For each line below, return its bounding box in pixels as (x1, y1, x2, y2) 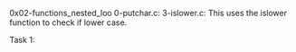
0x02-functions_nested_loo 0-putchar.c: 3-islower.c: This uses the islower (9, 8, 288, 18)
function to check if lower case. (9, 17, 128, 28)
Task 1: (9, 35, 35, 45)
